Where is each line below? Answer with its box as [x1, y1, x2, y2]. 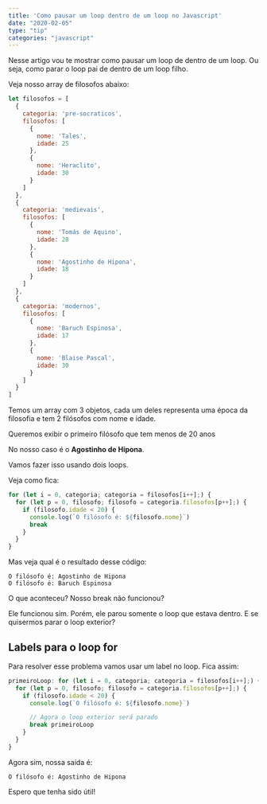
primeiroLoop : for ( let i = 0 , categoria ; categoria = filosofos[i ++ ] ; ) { [8, 677, 261, 685]
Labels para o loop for [8, 640, 118, 654]
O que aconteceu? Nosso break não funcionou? [8, 594, 164, 603]
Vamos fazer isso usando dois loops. [8, 460, 129, 470]
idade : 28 [37, 236, 69, 244]
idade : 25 [37, 139, 69, 147]
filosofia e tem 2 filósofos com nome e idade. [8, 414, 157, 423]
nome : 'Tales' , [37, 132, 87, 140]
